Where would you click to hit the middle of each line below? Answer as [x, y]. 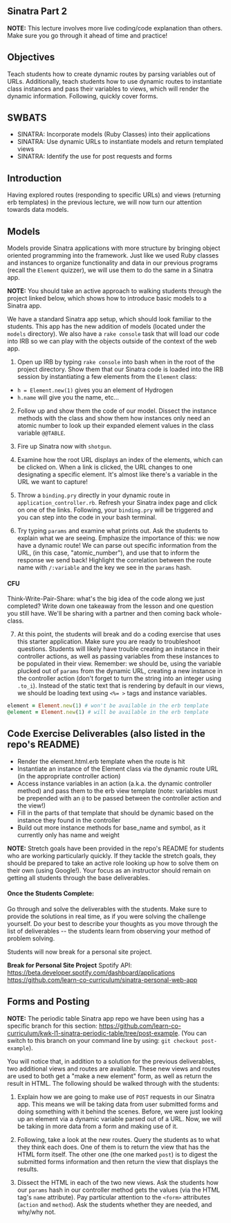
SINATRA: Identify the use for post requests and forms [95, 157]
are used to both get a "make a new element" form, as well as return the [110, 1075]
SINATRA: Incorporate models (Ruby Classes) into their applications [114, 134]
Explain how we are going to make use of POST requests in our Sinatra [116, 1096]
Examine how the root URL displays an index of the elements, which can [120, 460]
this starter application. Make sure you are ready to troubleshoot [109, 642]
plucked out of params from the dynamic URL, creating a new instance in [120, 671]
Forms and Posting [48, 1002]
